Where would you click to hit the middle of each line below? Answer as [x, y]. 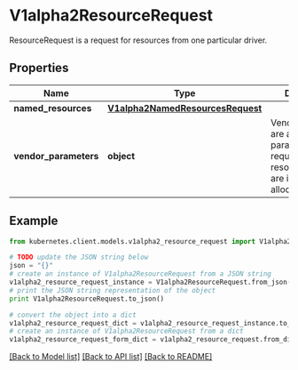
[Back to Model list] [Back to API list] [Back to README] [111, 357]
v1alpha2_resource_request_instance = [81, 282]
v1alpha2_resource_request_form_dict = [83, 340]
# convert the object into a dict [73, 315]
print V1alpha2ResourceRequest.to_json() [87, 299]
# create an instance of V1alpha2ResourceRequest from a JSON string [141, 274]
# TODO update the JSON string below [79, 257]
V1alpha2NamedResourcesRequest [185, 108]
